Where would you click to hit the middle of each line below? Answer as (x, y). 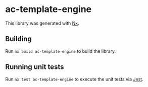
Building (18, 39)
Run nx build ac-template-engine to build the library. (61, 51)
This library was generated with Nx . (42, 23)
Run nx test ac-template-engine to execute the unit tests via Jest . (74, 79)
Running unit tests (35, 67)
